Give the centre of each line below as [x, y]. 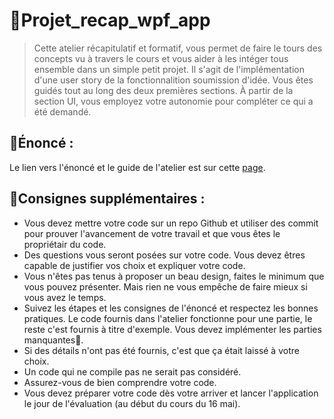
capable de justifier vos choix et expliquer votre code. [134, 265]
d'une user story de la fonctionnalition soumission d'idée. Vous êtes [173, 80]
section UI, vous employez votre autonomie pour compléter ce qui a [173, 101]
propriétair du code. [65, 244]
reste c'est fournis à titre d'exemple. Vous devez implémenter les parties [172, 329]
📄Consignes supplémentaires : [107, 199]
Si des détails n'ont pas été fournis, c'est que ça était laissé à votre [161, 350]
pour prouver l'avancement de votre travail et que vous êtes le [152, 233]
